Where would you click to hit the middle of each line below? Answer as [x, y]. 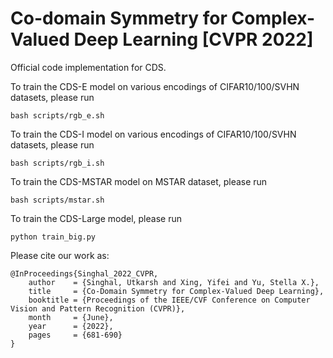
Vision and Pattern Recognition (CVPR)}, [98, 308]
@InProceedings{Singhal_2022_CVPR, [84, 273]
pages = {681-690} [75, 335]
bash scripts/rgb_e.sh [57, 115]
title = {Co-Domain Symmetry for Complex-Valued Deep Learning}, [176, 291]
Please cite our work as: [60, 255]
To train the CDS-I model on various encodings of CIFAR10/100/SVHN [153, 134]
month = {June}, [71, 317]
